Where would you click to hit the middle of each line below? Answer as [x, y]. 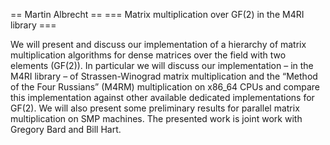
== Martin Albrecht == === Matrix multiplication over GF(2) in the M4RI [157, 14]
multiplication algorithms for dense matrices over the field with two [148, 55]
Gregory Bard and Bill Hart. [66, 129]
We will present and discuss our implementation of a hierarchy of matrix [158, 44]
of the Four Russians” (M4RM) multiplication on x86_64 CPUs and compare [165, 87]
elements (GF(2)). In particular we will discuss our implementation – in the [162, 65]
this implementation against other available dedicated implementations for [162, 97]
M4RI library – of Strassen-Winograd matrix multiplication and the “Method [164, 76]
